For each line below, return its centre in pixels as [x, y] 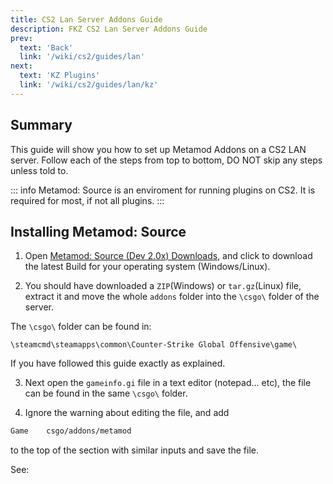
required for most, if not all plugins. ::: [87, 200]
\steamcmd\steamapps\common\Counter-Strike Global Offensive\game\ [154, 345]
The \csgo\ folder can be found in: [81, 327]
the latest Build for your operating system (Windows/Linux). [147, 267]
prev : [21, 38]
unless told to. [39, 170]
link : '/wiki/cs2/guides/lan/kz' [89, 85]
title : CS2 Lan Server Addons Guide [86, 19]
